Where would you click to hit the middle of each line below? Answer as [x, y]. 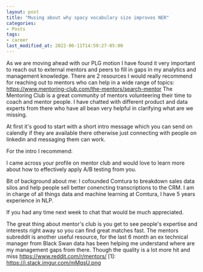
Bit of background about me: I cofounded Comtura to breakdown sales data [101, 181]
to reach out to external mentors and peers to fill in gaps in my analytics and [101, 69]
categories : [21, 23]
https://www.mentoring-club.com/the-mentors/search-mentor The [89, 89]
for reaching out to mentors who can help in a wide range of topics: [90, 82]
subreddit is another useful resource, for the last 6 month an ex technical [97, 237]
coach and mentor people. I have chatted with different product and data [97, 101]
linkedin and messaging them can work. [56, 139]
